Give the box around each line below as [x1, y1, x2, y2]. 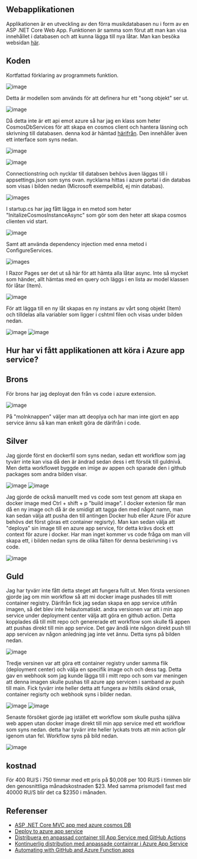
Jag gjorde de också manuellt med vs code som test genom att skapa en [6, 493, 182, 500]
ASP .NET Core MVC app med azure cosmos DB [14, 821, 131, 828]
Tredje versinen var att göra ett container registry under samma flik [6, 660, 168, 667]
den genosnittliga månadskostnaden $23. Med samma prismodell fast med [6, 783, 187, 790]
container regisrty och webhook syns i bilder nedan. [6, 691, 132, 698]
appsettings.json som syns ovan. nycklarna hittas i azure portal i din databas [6, 176, 191, 183]
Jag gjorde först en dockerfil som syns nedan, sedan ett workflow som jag [6, 452, 186, 459]
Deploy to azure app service [14, 828, 83, 835]
